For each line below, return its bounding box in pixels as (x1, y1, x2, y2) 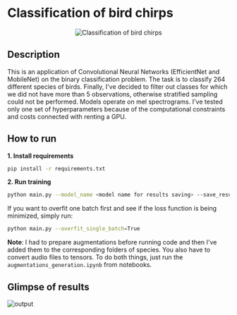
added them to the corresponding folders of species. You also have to (7, 245, 211, 254)
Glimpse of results (7, 280, 90, 293)
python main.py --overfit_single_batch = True (7, 226, 140, 233)
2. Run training (7, 178, 51, 186)
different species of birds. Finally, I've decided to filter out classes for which (7, 82, 228, 91)
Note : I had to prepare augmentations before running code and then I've (7, 238, 217, 247)
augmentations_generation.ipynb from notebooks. (7, 261, 152, 269)
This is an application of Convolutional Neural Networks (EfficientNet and (7, 67, 220, 75)
